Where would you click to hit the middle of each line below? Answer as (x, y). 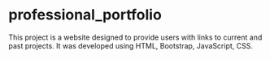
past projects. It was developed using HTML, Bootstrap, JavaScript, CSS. (131, 45)
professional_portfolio (85, 15)
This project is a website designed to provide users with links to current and (135, 37)
